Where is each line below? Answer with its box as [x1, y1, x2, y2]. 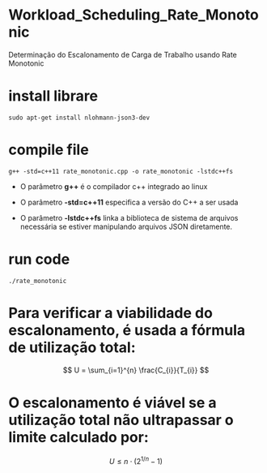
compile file [8, 140, 89, 159]
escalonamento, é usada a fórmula [8, 320, 246, 339]
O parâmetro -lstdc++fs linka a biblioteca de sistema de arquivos [19, 213, 239, 222]
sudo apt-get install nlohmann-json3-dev [8, 114, 150, 122]
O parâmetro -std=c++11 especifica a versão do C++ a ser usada [19, 197, 239, 207]
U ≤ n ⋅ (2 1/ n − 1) [108, 454, 163, 466]
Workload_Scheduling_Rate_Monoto [8, 6, 259, 24]
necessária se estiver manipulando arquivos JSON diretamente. [19, 221, 233, 231]
